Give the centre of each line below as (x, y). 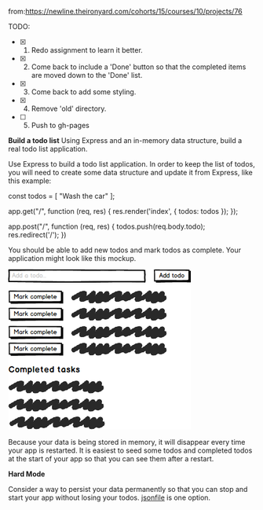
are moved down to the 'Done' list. (87, 75)
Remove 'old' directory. (69, 108)
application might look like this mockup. (72, 258)
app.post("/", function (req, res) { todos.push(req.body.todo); (107, 226)
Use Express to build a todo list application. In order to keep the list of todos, (131, 164)
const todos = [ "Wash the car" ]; (62, 196)
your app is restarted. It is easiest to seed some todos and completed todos (130, 450)
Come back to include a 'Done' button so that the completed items (139, 67)
